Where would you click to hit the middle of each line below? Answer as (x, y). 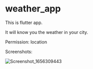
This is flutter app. (24, 22)
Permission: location (26, 42)
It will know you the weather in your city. (47, 32)
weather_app (33, 9)
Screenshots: (19, 51)
